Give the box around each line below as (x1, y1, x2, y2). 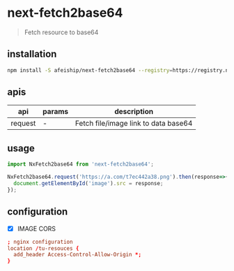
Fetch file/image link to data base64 (75, 119, 193, 129)
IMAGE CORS (17, 224, 56, 233)
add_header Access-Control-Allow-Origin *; (13, 251, 141, 258)
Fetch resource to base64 (24, 28, 99, 36)
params (42, 107, 69, 117)
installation (7, 48, 57, 60)
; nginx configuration (7, 238, 73, 245)
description (114, 107, 154, 117)
